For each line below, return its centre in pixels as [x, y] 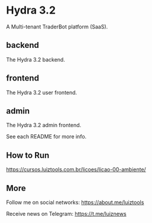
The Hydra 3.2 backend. [35, 59]
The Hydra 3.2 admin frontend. [44, 125]
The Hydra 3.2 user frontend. [42, 92]
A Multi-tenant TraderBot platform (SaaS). [57, 27]
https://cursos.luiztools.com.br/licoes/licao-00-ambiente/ [76, 170]
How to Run [28, 155]
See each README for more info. [46, 137]
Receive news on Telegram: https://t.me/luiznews [66, 214]
